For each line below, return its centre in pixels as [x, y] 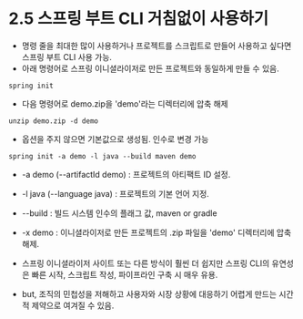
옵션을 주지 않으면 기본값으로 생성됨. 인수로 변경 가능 [115, 139]
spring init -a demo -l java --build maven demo [102, 156]
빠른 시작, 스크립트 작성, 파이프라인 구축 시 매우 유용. [125, 274]
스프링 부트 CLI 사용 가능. [67, 57]
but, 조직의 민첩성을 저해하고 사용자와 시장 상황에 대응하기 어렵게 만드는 [149, 293]
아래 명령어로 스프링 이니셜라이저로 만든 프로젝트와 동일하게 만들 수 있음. [150, 68]
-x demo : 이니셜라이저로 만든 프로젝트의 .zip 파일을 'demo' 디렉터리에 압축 [157, 232]
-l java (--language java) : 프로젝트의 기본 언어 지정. [116, 193]
